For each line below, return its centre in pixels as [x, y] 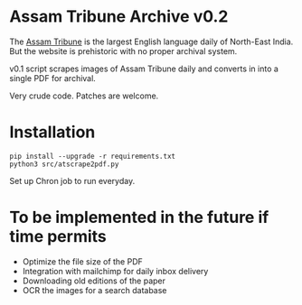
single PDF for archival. [53, 78]
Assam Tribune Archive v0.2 [119, 17]
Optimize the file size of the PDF [82, 261]
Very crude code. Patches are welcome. [84, 96]
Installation [52, 132]
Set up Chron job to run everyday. [72, 180]
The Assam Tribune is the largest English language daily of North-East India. [151, 42]
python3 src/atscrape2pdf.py [64, 164]
